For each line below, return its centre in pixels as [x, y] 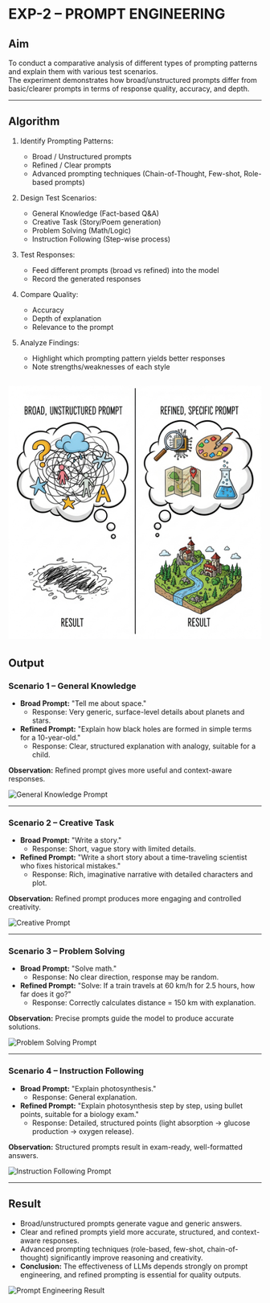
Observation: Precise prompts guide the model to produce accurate [121, 1018]
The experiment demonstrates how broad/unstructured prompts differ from [133, 80]
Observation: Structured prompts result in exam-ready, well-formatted [126, 1147]
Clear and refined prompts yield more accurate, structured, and [125, 1231]
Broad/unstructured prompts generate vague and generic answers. [131, 1223]
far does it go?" [45, 994]
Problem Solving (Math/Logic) [81, 230]
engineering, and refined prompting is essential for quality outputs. [131, 1274]
